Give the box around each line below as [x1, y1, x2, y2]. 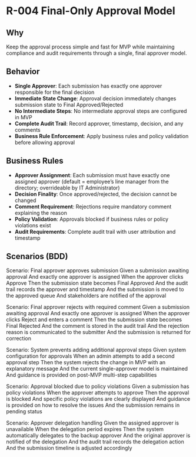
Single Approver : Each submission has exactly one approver [14, 82, 162, 89]
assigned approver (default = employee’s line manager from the [14, 178, 169, 185]
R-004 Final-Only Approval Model [6, 4, 175, 18]
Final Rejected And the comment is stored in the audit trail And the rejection [6, 322, 190, 329]
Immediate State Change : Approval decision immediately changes [14, 94, 177, 102]
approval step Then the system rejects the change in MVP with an [6, 359, 166, 366]
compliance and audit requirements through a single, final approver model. [6, 50, 187, 57]
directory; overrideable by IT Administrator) [14, 184, 120, 191]
